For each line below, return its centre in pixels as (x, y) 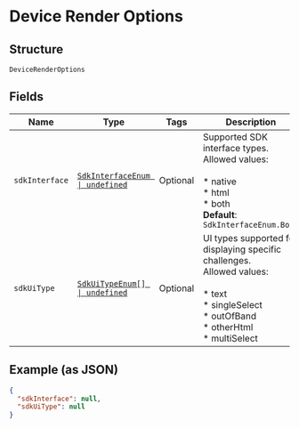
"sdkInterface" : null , (59, 399)
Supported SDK (236, 137)
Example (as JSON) (64, 370)
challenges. (227, 260)
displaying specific (242, 249)
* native (220, 182)
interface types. (236, 148)
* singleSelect (233, 304)
